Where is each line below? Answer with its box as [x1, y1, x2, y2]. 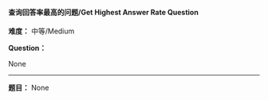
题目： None [8, 83, 49, 93]
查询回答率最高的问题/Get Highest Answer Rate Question [8, 7, 199, 17]
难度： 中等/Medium [8, 26, 75, 36]
